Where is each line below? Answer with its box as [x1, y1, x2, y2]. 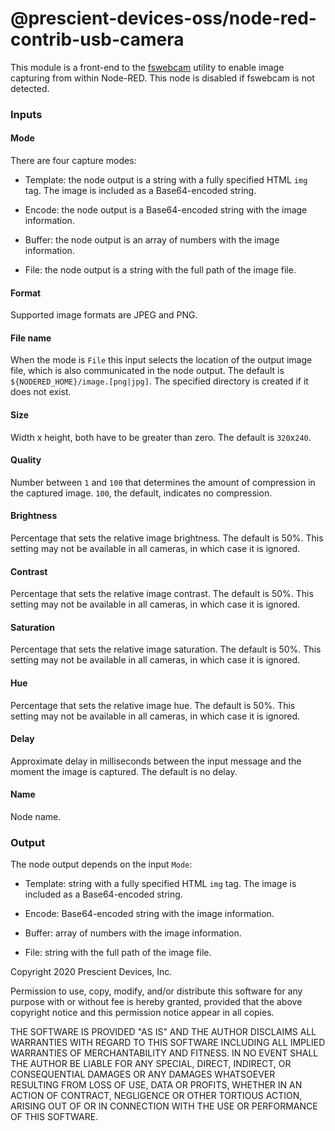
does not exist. [10, 386, 72, 398]
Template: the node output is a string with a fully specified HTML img [24, 174, 308, 186]
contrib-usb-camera [10, 28, 185, 51]
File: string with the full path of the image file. [24, 947, 212, 959]
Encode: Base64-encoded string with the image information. [24, 908, 275, 920]
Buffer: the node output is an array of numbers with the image [24, 234, 280, 246]
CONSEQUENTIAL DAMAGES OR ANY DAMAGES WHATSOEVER [10, 1068, 276, 1081]
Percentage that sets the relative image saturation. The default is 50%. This [10, 643, 322, 656]
